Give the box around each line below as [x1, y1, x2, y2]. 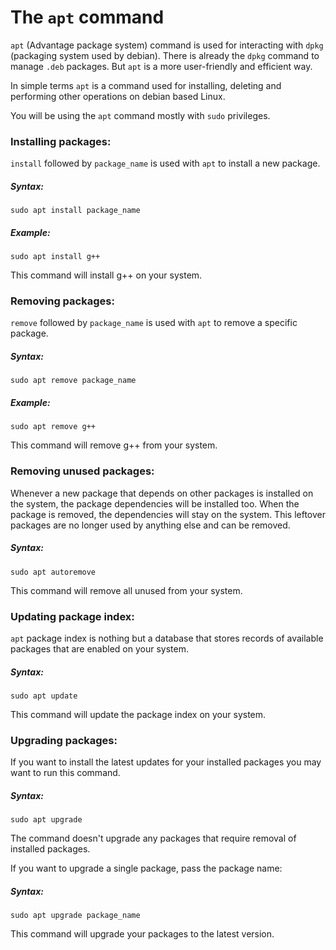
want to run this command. [10, 767, 121, 779]
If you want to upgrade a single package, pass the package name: [10, 862, 283, 875]
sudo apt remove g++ [10, 422, 97, 432]
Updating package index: [10, 609, 135, 623]
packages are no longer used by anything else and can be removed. [10, 519, 291, 531]
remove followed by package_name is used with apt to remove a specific [10, 317, 298, 329]
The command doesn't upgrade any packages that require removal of [10, 832, 297, 845]
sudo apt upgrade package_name [10, 911, 141, 921]
